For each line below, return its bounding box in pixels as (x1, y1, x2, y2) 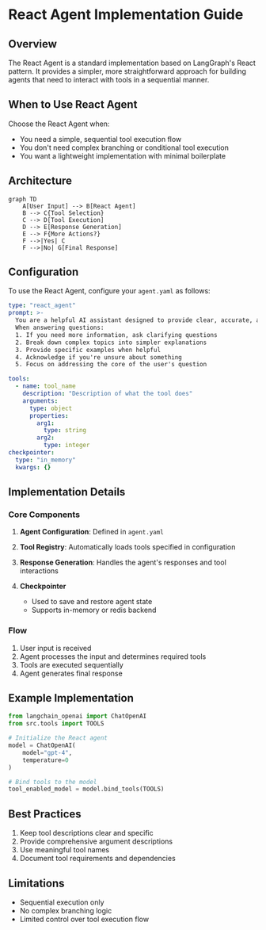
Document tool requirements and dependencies (19, 854, 176, 863)
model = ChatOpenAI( (8, 741, 77, 750)
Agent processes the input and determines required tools (19, 652, 207, 661)
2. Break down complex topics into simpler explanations (15, 339, 207, 346)
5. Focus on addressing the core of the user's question (15, 361, 207, 369)
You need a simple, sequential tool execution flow (19, 134, 182, 144)
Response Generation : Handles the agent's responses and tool (19, 557, 227, 568)
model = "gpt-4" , (22, 748, 73, 756)
